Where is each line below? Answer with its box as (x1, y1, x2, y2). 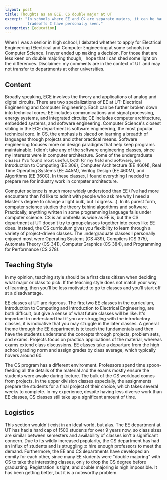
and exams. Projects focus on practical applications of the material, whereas (5, 336, 162, 342)
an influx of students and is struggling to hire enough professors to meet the (5, 443, 162, 449)
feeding (5, 367, 21, 373)
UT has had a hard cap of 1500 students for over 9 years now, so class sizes (5, 427, 162, 433)
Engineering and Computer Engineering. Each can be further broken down (5, 104, 158, 110)
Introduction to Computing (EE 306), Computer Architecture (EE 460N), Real (5, 162, 161, 168)
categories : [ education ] (5, 26, 57, 31)
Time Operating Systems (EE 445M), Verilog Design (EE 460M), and (5, 167, 145, 173)
